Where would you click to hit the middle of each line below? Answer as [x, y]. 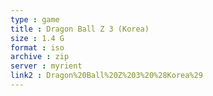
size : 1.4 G [37, 38]
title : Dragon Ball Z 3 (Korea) [80, 29]
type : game [35, 19]
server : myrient [46, 66]
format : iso [37, 47]
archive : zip [40, 57]
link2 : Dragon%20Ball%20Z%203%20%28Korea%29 [106, 76]
